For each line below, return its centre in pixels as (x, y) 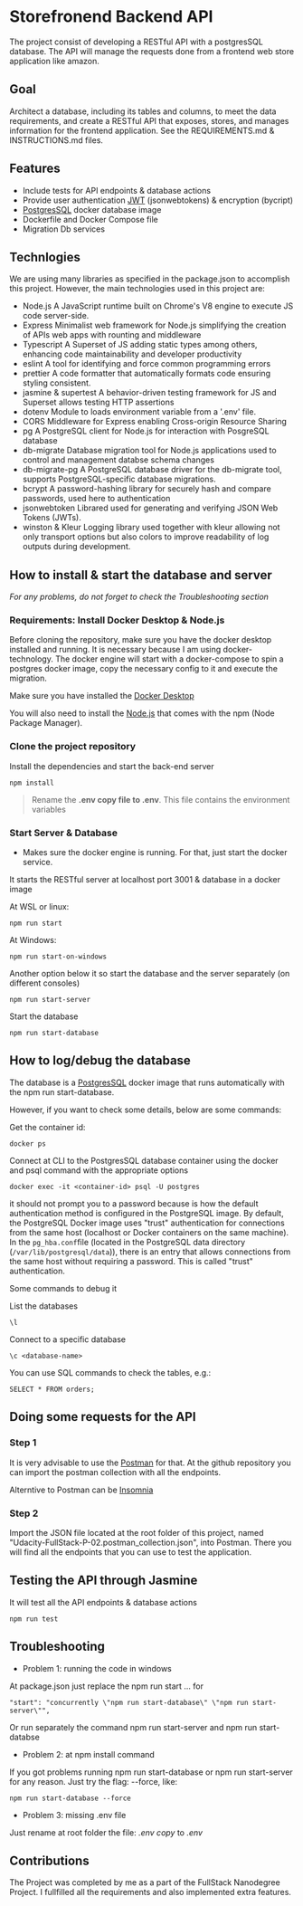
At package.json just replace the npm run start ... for (107, 1686)
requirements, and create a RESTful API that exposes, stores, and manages (149, 120)
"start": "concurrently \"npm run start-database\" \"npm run (129, 1702)
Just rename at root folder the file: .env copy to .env (106, 1832)
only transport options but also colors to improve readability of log (146, 537)
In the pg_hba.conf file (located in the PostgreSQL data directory (128, 1242)
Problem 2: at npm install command (89, 1754)
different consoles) (45, 983)
